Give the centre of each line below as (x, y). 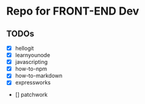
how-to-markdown (39, 76)
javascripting (31, 62)
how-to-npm (31, 69)
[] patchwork (31, 95)
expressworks (33, 83)
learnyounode (33, 55)
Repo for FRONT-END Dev (73, 11)
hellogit (24, 48)
